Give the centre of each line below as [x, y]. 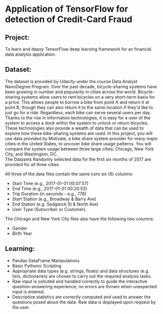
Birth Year [22, 233]
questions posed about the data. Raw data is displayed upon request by [84, 302]
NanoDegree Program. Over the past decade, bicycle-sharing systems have [81, 86]
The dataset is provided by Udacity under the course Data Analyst [71, 81]
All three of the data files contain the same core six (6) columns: [69, 174]
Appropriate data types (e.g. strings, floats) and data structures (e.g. [81, 271]
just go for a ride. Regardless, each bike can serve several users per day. [78, 112]
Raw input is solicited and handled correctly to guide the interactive [80, 281]
